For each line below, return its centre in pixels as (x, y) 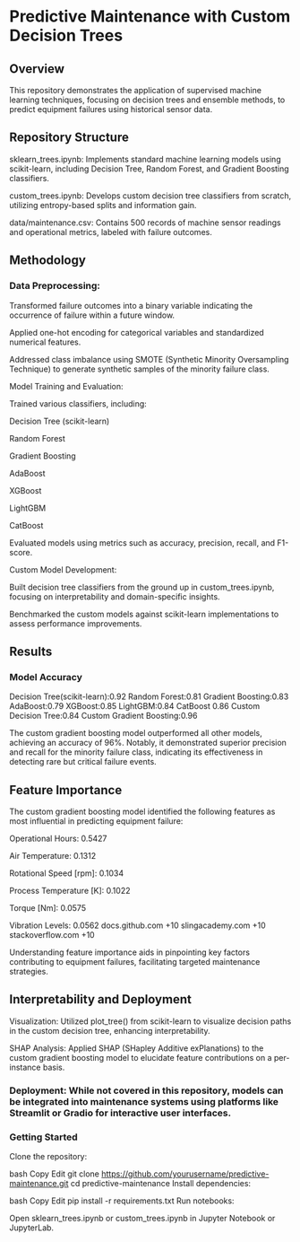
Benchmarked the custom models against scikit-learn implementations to (144, 614)
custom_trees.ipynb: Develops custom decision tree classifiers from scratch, (150, 196)
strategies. (29, 971)
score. (21, 552)
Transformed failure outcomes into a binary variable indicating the (131, 305)
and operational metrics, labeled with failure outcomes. (111, 232)
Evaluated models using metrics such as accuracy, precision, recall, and (142, 542)
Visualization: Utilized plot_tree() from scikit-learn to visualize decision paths (150, 1021)
